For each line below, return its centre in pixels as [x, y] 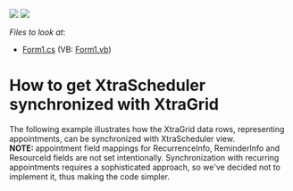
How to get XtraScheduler [108, 86]
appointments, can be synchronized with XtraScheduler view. [122, 138]
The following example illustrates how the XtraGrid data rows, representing [147, 129]
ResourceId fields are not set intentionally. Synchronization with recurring [144, 157]
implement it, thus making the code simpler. [90, 176]
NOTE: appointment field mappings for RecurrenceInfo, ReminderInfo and [145, 148]
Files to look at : [38, 32]
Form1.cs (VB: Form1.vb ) [67, 50]
